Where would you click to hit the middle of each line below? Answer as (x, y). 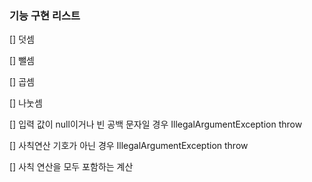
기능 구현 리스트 (45, 15)
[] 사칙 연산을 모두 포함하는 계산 (71, 167)
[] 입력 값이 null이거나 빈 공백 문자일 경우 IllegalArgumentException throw (156, 124)
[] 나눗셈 (26, 103)
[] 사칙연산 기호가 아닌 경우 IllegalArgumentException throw (129, 146)
